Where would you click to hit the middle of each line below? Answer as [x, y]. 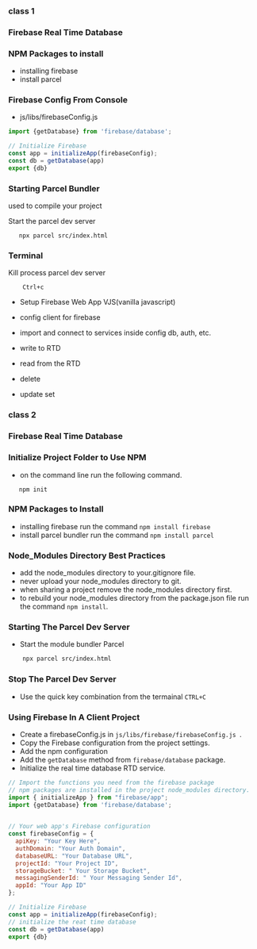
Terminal [26, 255]
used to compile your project [55, 206]
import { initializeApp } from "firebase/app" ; [88, 797]
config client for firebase [60, 317]
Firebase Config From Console [68, 100]
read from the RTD [50, 363]
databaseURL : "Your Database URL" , [74, 856]
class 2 [23, 415]
